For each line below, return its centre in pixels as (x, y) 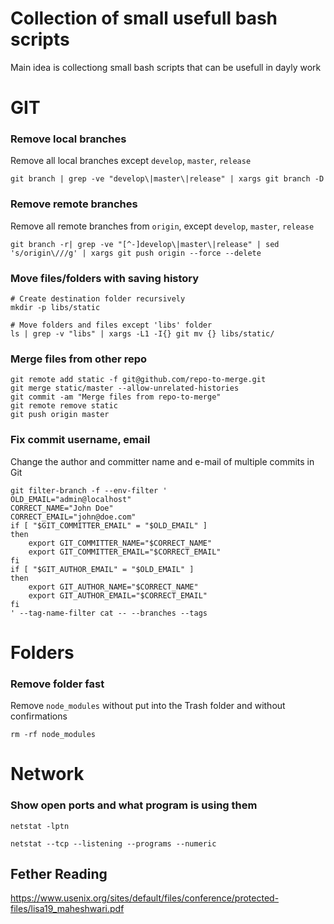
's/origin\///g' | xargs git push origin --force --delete (136, 253)
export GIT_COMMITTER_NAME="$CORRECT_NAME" (120, 543)
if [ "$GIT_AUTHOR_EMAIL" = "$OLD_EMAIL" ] (102, 569)
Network (47, 774)
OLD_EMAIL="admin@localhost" (71, 499)
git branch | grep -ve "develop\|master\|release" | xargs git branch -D (167, 179)
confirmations (39, 716)
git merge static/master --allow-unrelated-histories (125, 388)
